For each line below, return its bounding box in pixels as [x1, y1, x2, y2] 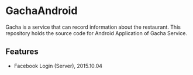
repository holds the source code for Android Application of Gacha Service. [5, 29, 188, 36]
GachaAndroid [5, 4, 78, 18]
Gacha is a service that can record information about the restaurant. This [5, 23, 181, 30]
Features [5, 47, 39, 57]
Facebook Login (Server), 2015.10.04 [13, 62, 103, 69]
